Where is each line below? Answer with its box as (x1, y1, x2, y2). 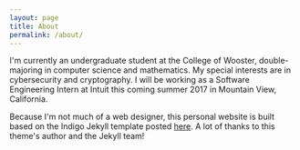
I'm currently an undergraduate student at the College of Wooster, (9, 55, 257, 66)
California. (9, 94, 48, 105)
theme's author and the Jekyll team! (9, 131, 145, 142)
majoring (9, 65, 43, 75)
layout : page (9, 13, 59, 23)
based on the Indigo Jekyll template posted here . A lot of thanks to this (9, 121, 275, 132)
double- (258, 55, 289, 66)
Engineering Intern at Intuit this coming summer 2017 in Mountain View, (9, 84, 276, 95)
